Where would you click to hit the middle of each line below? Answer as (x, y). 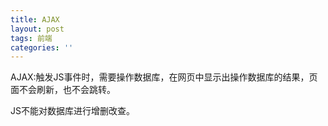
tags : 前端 (31, 38)
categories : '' (42, 47)
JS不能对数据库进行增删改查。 (72, 111)
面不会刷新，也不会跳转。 (63, 90)
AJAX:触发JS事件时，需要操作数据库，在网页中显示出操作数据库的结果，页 (164, 77)
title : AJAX (35, 19)
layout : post (37, 29)
